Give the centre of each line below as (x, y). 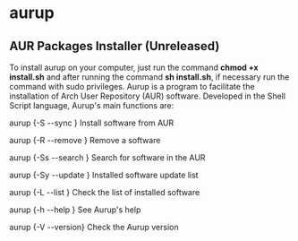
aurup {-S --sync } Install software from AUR (92, 123)
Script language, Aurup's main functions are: (92, 105)
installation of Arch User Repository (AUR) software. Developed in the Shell (148, 96)
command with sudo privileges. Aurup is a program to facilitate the (132, 86)
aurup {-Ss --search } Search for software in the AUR (107, 158)
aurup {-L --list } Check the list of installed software (105, 192)
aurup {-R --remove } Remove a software (85, 140)
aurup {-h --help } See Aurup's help (75, 210)
